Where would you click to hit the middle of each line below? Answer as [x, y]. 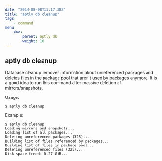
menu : [10, 28]
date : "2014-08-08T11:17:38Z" [36, 9]
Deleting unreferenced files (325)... [44, 149]
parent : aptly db [40, 37]
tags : [10, 18]
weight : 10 [33, 41]
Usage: [12, 97]
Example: [14, 115]
